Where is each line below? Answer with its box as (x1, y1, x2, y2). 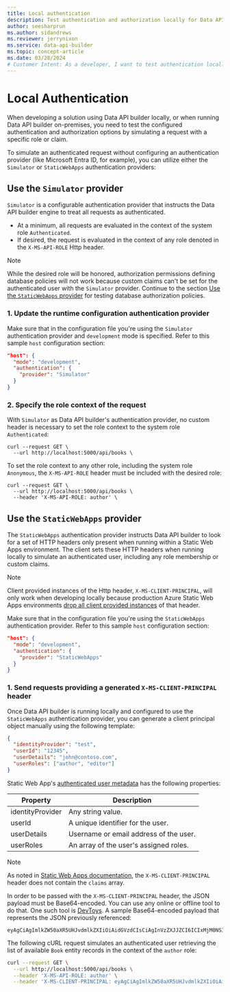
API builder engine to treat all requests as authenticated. (7, 208, 166, 216)
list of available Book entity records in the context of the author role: (7, 946, 197, 954)
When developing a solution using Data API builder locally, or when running (7, 113, 220, 121)
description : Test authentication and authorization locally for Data (7, 16, 213, 23)
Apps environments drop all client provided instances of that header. (7, 601, 201, 610)
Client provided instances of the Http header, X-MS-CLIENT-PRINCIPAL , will (7, 586, 213, 595)
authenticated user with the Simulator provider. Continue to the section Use (7, 284, 220, 293)
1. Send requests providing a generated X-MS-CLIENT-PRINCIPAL (7, 683, 217, 693)
